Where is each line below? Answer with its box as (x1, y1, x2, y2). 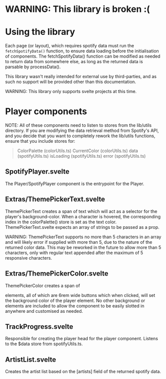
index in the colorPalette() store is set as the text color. (5, 219, 117, 225)
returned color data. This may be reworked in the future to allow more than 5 (5, 244, 162, 250)
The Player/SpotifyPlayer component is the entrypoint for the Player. (5, 181, 145, 187)
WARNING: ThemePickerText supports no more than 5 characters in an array (5, 234, 162, 240)
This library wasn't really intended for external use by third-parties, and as (5, 74, 157, 80)
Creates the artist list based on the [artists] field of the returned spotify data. (5, 369, 162, 375)
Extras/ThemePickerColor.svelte (5, 270, 109, 278)
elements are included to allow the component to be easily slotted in (5, 302, 145, 309)
